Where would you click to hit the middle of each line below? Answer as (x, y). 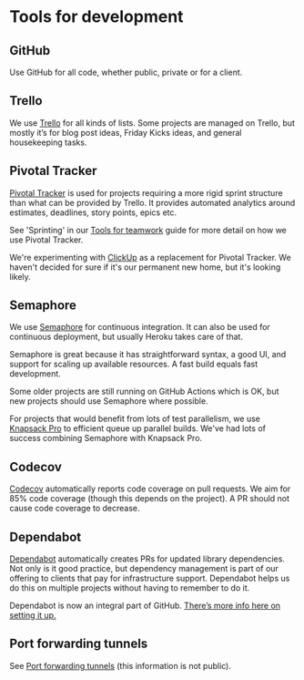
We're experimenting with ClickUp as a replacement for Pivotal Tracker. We (150, 257)
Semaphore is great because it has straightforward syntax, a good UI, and (148, 355)
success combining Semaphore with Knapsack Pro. (106, 438)
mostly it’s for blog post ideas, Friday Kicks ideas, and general (126, 132)
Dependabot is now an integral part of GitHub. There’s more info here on (145, 606)
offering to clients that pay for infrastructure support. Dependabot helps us (150, 578)
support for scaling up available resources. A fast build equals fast (134, 364)
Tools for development (96, 17)
